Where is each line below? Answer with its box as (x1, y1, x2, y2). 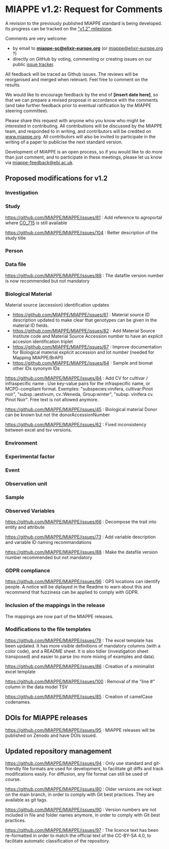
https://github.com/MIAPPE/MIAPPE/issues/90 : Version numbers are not (5, 807, 157, 813)
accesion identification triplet (12, 338, 73, 344)
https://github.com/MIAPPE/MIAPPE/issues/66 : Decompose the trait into (5, 519, 157, 525)
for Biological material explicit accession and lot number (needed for (12, 349, 154, 356)
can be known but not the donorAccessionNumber (5, 412, 110, 418)
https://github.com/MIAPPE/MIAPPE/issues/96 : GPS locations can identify (5, 578, 160, 584)
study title (5, 235, 26, 241)
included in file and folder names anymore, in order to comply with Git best (5, 812, 160, 818)
